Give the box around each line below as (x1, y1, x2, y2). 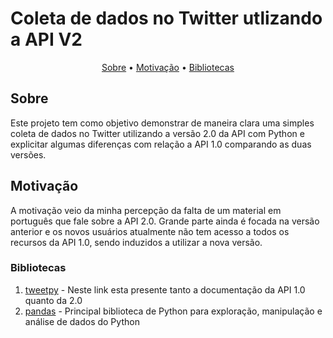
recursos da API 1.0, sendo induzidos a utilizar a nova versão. (10, 236, 263, 248)
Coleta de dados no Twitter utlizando (10, 7, 323, 30)
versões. (10, 148, 47, 161)
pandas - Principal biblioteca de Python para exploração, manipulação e (24, 305, 323, 317)
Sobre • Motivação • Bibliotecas (101, 61, 235, 73)
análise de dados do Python (24, 315, 140, 327)
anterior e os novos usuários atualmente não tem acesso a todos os (10, 225, 290, 237)
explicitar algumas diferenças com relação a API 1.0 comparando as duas (10, 138, 312, 150)
